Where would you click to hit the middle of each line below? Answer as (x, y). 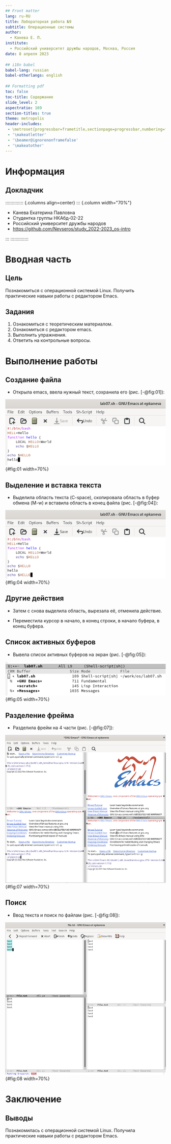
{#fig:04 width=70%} (27, 582)
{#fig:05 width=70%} (27, 699)
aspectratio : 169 (24, 108)
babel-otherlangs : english (34, 76)
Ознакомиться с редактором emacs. (52, 330)
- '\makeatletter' (27, 135)
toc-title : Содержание (29, 97)
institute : (17, 43)
